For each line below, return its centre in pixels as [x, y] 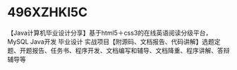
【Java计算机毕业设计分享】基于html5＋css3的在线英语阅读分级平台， [110, 33]
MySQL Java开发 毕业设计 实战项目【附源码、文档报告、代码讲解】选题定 [114, 41]
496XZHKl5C [48, 12]
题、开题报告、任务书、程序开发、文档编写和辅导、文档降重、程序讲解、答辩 [119, 50]
